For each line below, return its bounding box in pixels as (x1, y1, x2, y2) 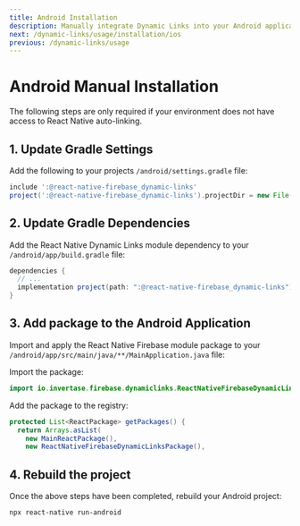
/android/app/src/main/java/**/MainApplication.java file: (9, 349, 226, 360)
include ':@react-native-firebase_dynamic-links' (9, 182, 198, 191)
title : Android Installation (9, 13, 118, 22)
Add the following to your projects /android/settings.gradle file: (9, 165, 248, 175)
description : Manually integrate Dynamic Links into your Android (9, 21, 262, 30)
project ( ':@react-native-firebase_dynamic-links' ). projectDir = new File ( (9, 191, 294, 199)
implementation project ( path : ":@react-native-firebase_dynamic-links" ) (17, 283, 294, 292)
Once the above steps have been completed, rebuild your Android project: (9, 491, 282, 502)
